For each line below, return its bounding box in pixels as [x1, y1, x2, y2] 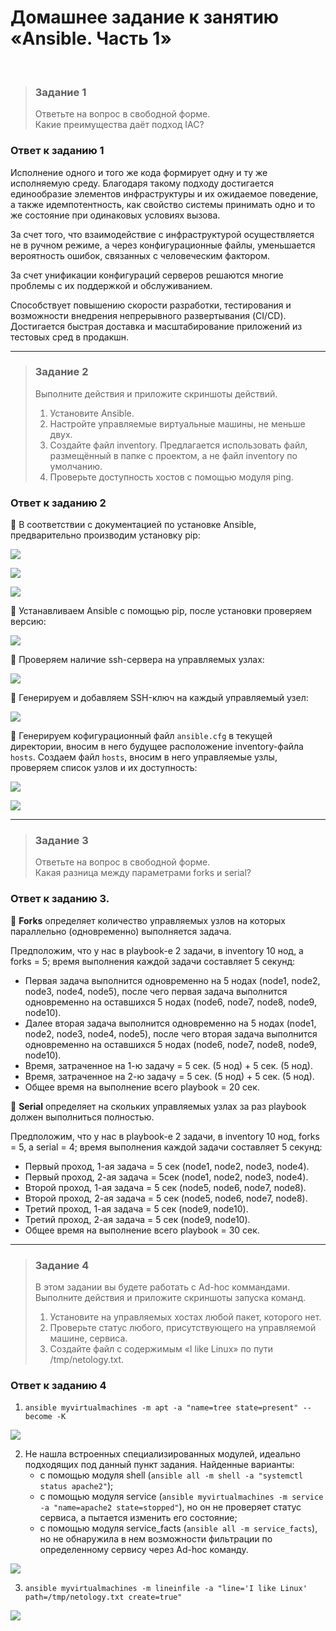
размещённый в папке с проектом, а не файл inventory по [49, 449, 298, 461]
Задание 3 [34, 834, 89, 848]
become [24, 1412, 53, 1422]
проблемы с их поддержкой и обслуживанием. [10, 279, 213, 291]
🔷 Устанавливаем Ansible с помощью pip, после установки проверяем [10, 605, 313, 617]
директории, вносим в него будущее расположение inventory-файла [10, 741, 304, 753]
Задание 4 [34, 1258, 90, 1272]
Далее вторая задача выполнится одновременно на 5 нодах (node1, [24, 1017, 317, 1029]
